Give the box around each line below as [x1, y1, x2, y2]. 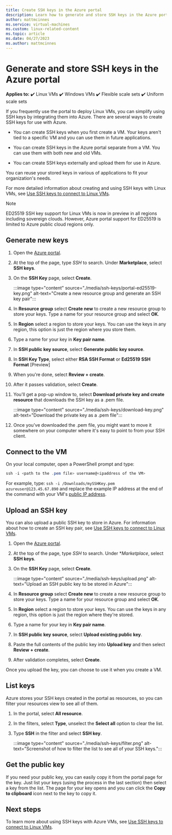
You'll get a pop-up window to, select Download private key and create [13, 391, 165, 397]
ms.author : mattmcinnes [6, 41, 57, 46]
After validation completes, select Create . [13, 657, 101, 663]
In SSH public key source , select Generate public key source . [13, 346, 145, 352]
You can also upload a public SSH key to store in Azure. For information [6, 520, 156, 525]
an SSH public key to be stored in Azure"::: [42, 581, 132, 587]
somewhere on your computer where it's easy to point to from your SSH [13, 427, 165, 433]
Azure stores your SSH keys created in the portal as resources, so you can [6, 695, 163, 701]
